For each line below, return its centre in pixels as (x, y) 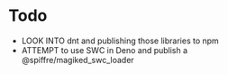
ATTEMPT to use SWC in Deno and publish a (105, 50)
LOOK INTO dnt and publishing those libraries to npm (120, 41)
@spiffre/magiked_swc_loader (78, 60)
